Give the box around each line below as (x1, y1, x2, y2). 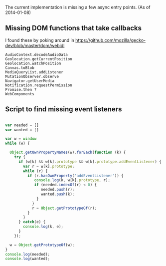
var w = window (5, 136, 37, 141)
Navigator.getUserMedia (5, 78, 55, 83)
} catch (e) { (18, 220, 46, 225)
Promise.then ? (5, 87, 37, 92)
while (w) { (5, 141, 30, 146)
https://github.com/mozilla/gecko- (75, 37, 146, 43)
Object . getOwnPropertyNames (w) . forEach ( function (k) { (9, 150, 126, 155)
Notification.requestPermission (5, 82, 72, 88)
